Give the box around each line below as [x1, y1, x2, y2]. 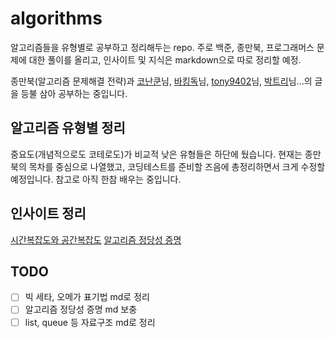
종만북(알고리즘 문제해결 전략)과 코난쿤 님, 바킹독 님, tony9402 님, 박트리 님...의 [10, 75, 313, 87]
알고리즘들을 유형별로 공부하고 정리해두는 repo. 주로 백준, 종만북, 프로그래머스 [10, 41, 315, 53]
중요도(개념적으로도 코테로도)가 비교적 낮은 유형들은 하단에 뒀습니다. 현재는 [10, 148, 303, 160]
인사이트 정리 [10, 205, 87, 222]
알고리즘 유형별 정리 [10, 120, 126, 137]
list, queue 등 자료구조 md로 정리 [24, 316, 156, 328]
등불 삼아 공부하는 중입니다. [20, 87, 128, 99]
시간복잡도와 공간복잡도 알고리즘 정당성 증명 [10, 233, 182, 246]
